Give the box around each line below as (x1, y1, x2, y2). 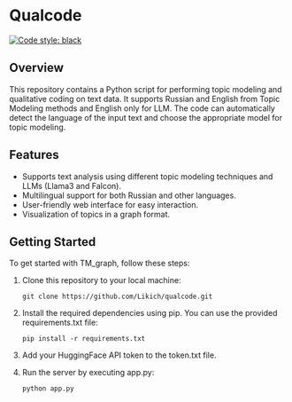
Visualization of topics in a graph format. (21, 209, 171, 219)
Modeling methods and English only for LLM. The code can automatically (9, 103, 276, 114)
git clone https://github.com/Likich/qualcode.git (21, 292, 213, 302)
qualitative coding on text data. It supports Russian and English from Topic (9, 93, 280, 104)
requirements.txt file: (21, 317, 99, 328)
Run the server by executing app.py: (21, 367, 155, 378)
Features (9, 147, 59, 162)
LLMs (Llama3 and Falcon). (21, 180, 122, 191)
